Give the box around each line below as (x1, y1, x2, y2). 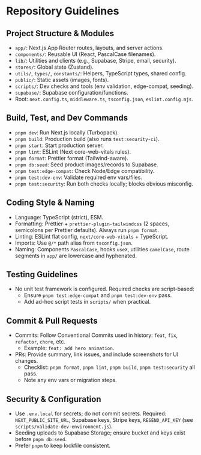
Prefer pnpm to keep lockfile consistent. (14, 442, 111, 450)
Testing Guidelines (6, 269, 78, 280)
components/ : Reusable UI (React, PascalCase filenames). (14, 51, 156, 58)
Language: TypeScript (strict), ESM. (14, 213, 104, 221)
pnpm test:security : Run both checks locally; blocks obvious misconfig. (14, 180, 194, 187)
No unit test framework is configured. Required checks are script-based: (14, 285, 194, 293)
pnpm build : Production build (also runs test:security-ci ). (14, 135, 160, 142)
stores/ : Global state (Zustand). (14, 63, 94, 71)
